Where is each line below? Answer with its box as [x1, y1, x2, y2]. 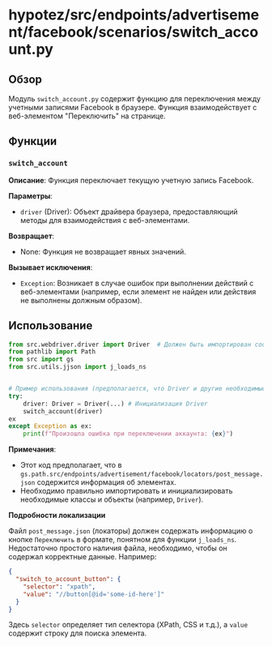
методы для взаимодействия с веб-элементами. [19, 215, 190, 225]
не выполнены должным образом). [19, 295, 142, 305]
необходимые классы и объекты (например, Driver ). [19, 494, 204, 504]
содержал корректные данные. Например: [8, 552, 157, 562]
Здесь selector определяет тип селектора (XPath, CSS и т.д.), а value [8, 620, 249, 630]
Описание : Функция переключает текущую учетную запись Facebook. [8, 175, 254, 185]
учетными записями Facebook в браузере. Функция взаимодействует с [8, 103, 257, 112]
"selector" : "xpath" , [23, 582, 96, 591]
